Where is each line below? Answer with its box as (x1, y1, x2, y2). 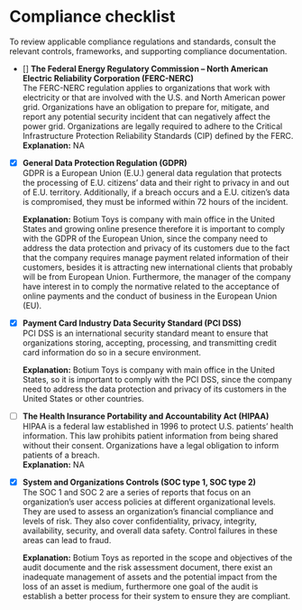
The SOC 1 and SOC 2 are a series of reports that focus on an (22, 487, 251, 498)
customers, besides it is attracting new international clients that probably (22, 262, 293, 273)
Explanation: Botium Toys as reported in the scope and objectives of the (22, 552, 293, 563)
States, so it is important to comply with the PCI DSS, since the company (22, 374, 293, 385)
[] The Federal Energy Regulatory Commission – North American (22, 63, 269, 74)
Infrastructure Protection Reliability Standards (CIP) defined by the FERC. (22, 130, 294, 141)
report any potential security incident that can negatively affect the (22, 111, 270, 122)
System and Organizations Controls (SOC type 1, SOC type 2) (22, 476, 257, 488)
